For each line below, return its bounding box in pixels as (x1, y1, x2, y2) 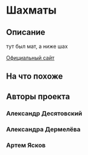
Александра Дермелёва (6, 125, 81, 133)
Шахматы (6, 4, 57, 17)
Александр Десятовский (6, 109, 83, 117)
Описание (6, 27, 45, 37)
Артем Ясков (6, 141, 46, 149)
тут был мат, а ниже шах (6, 43, 68, 50)
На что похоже (6, 72, 63, 82)
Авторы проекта (6, 91, 70, 101)
